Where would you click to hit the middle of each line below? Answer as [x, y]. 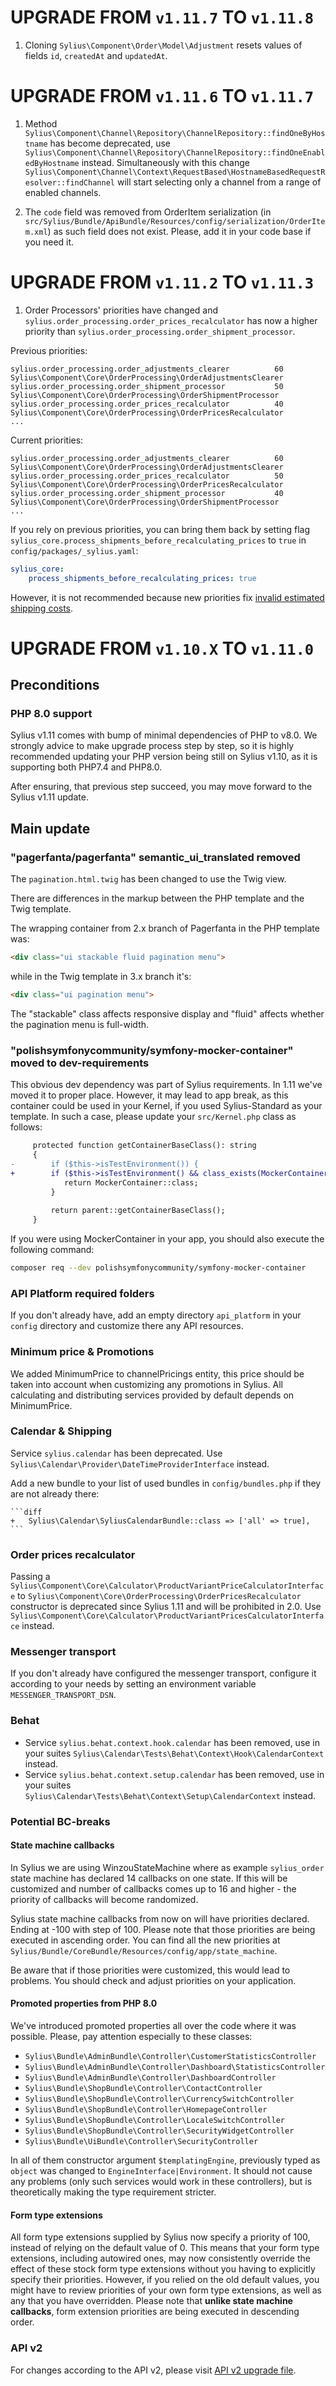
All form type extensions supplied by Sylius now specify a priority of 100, [160, 2237]
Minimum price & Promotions [82, 1352]
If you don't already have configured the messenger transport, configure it [163, 1673]
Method [41, 123]
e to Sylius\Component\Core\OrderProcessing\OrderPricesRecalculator [156, 1596]
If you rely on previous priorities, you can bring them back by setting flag [160, 529]
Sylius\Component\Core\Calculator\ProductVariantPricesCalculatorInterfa [167, 1616]
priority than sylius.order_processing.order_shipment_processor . [160, 331]
